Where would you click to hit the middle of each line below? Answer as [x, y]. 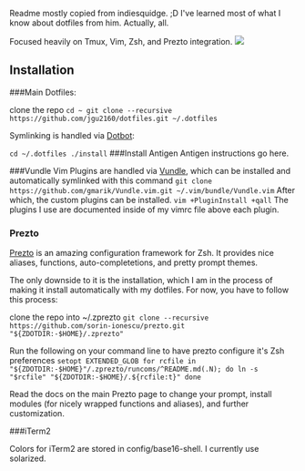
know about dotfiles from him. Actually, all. [89, 23]
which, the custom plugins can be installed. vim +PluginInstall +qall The [149, 200]
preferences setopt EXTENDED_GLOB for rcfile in [103, 361]
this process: [34, 300]
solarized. [28, 458]
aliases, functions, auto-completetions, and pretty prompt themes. [133, 262]
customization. [37, 414]
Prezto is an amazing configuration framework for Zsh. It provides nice [142, 253]
